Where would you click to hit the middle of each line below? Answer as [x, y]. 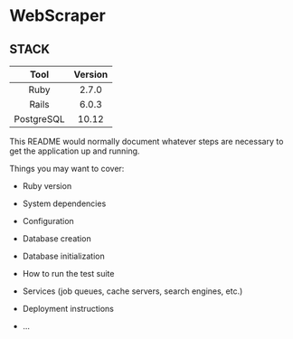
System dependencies [64, 203]
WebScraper [57, 16]
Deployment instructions [68, 309]
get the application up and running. [75, 151]
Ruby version [47, 186]
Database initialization [64, 256]
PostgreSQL [39, 119]
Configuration [48, 221]
